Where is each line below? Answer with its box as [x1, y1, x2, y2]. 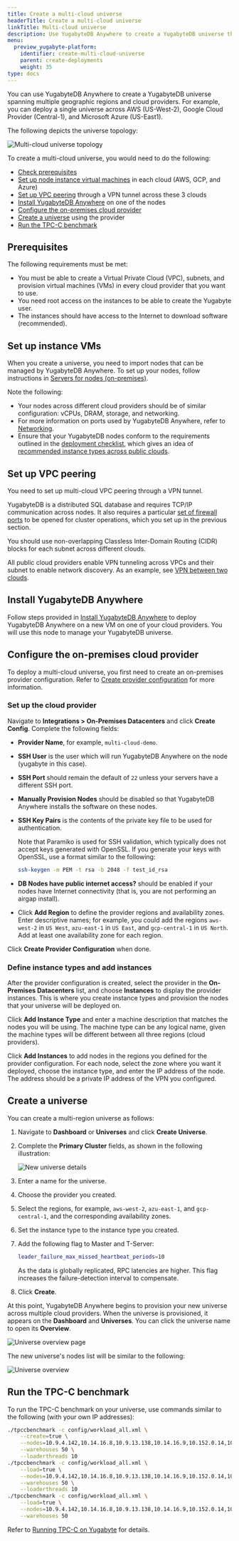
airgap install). [17, 894, 60, 903]
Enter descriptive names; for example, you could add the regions [17, 915, 208, 924]
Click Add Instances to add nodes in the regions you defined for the [7, 1052, 208, 1060]
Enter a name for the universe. [17, 1176, 107, 1185]
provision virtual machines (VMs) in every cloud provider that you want [17, 281, 226, 290]
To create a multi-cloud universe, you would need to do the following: [7, 154, 211, 162]
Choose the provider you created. [17, 1190, 117, 1199]
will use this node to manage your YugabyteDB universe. [7, 628, 173, 636]
